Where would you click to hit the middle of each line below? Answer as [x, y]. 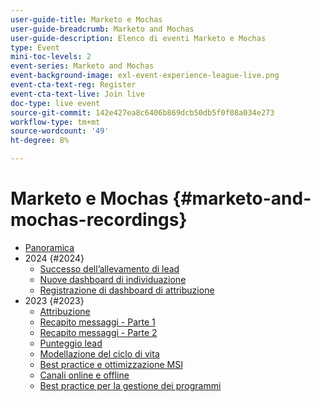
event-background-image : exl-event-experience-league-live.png [145, 76]
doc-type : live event [55, 103]
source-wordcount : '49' [60, 131]
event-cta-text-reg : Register [73, 85]
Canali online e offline [84, 375]
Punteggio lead [71, 343]
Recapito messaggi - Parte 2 [98, 332]
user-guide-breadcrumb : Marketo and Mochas [102, 29]
